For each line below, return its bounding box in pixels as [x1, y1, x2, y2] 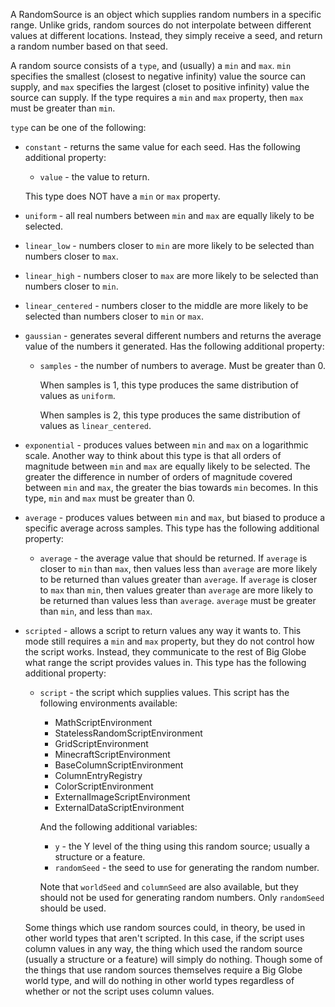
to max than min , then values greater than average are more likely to [39, 584, 314, 596]
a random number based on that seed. [10, 40, 168, 52]
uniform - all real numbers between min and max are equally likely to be [24, 210, 315, 221]
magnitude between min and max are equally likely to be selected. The [24, 460, 311, 472]
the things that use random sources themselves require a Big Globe [24, 964, 303, 976]
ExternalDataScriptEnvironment [54, 802, 185, 813]
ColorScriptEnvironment [54, 780, 154, 792]
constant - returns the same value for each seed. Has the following [24, 141, 301, 153]
